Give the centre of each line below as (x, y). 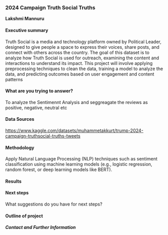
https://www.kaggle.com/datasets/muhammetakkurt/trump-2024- (74, 130)
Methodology (20, 147)
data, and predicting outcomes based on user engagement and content (80, 74)
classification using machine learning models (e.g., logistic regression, (79, 164)
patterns (14, 79)
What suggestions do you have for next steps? (54, 204)
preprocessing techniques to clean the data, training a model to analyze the (84, 69)
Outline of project (24, 216)
